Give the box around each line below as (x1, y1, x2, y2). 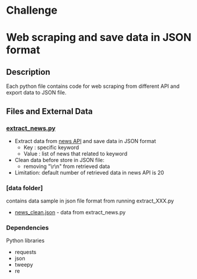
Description (6, 66, 50, 77)
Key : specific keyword (23, 144, 79, 151)
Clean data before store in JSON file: (14, 156, 105, 163)
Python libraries (6, 237, 45, 244)
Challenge (6, 4, 58, 17)
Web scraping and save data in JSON (6, 31, 192, 45)
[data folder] (6, 183, 43, 192)
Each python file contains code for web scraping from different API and (6, 83, 180, 90)
